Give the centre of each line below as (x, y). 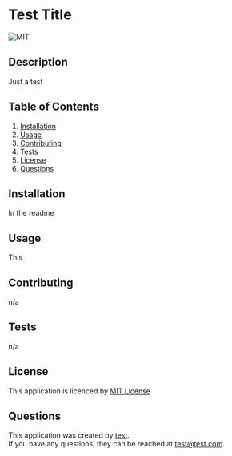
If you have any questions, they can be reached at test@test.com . (117, 444)
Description (38, 62)
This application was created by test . (69, 435)
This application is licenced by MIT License (79, 391)
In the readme (31, 213)
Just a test (26, 81)
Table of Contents (54, 107)
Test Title (40, 15)
